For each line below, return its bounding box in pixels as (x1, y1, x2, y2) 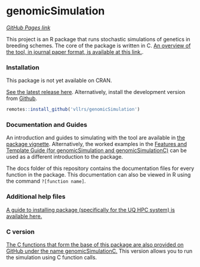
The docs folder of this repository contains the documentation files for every (6, 165, 195, 172)
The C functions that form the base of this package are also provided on (6, 241, 184, 248)
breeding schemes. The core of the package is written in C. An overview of (6, 42, 191, 49)
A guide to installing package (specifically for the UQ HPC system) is (6, 206, 175, 213)
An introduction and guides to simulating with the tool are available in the (6, 134, 185, 141)
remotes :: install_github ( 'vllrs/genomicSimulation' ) (6, 107, 140, 113)
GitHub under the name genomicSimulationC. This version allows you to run (6, 247, 193, 254)
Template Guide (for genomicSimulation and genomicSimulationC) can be (6, 147, 187, 154)
